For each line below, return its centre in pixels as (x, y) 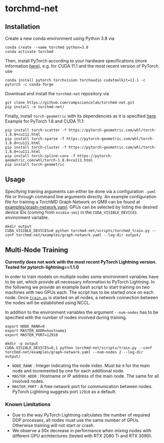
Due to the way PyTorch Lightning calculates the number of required (81, 415)
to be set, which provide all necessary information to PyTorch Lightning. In (80, 282)
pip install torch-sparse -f (35, 139)
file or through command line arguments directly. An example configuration (81, 196)
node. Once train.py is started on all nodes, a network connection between (82, 297)
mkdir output (18, 226)
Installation (23, 27)
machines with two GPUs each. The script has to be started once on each (79, 292)
